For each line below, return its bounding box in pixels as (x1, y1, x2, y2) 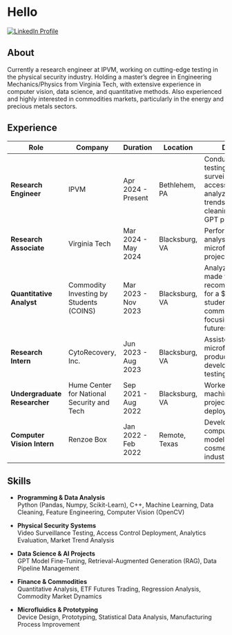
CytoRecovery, (68, 347, 117, 357)
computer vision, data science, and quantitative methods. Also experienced (7, 87, 222, 95)
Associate (10, 243, 45, 253)
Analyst (10, 297, 37, 307)
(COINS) (68, 306, 96, 315)
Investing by (68, 289, 108, 298)
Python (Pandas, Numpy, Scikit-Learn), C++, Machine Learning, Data (17, 501, 214, 509)
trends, (204, 197, 227, 207)
